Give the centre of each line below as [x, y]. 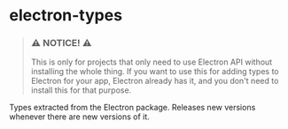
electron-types [66, 15]
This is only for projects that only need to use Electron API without [152, 62]
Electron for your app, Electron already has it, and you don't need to [155, 81]
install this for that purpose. [81, 90]
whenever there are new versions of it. [80, 117]
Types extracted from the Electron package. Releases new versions [132, 108]
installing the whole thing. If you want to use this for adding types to [155, 72]
